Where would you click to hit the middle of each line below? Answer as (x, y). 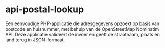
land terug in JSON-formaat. (35, 40)
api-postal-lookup (45, 9)
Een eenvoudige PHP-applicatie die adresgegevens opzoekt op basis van (82, 23)
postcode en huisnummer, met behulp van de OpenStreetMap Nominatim (82, 29)
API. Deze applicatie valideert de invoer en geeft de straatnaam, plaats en (82, 34)
